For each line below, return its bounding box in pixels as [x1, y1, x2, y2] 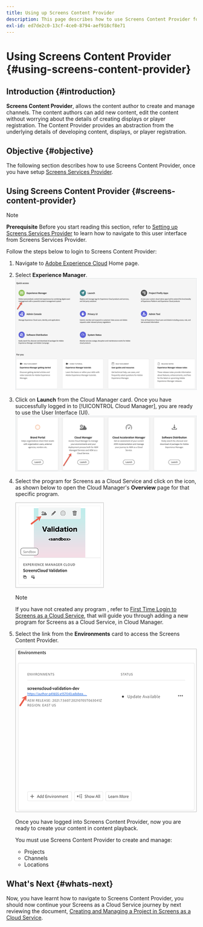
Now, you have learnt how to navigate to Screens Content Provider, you [6, 895, 184, 902]
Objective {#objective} [6, 146, 94, 156]
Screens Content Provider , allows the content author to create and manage [6, 102, 195, 110]
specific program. [14, 490, 59, 498]
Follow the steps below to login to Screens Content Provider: [6, 248, 157, 255]
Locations [24, 861, 49, 868]
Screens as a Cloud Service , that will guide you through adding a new [14, 612, 188, 620]
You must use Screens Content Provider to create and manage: [14, 837, 172, 844]
